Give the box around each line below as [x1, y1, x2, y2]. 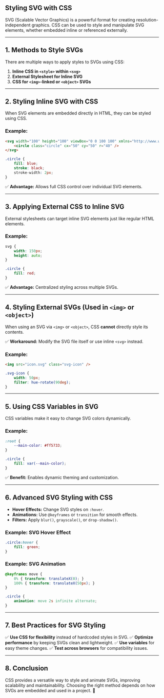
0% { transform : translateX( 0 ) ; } [14, 576, 84, 581]
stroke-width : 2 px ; [14, 170, 54, 175]
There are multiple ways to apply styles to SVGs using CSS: [5, 59, 124, 65]
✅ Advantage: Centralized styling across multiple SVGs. [5, 284, 119, 290]
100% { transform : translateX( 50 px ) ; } [14, 580, 95, 586]
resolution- [136, 17, 159, 22]
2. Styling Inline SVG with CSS [5, 98, 99, 106]
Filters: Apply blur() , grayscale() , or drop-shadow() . [12, 517, 118, 522]
